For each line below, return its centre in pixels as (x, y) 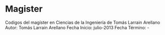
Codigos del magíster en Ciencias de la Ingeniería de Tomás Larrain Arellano (82, 22)
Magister (24, 9)
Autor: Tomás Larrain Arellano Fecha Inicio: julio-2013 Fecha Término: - (77, 27)
